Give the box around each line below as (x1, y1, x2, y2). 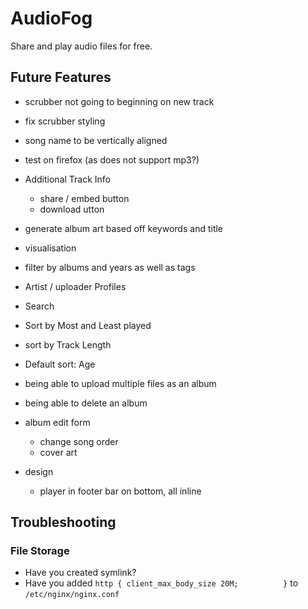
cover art (39, 446, 78, 458)
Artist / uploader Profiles (24, 280, 127, 292)
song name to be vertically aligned (24, 134, 168, 146)
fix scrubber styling (24, 115, 106, 127)
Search (24, 300, 55, 312)
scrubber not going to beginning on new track (24, 95, 215, 107)
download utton (39, 203, 105, 215)
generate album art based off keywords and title (24, 222, 224, 234)
